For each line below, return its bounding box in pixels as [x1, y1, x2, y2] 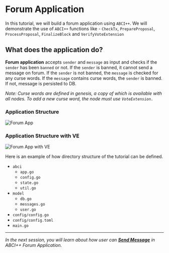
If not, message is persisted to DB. [5, 80, 76, 86]
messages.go [20, 202, 45, 207]
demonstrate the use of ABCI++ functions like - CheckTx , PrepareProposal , [5, 25, 155, 31]
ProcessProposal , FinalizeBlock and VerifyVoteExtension [5, 31, 124, 37]
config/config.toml [12, 218, 54, 223]
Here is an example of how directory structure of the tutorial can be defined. [5, 154, 163, 160]
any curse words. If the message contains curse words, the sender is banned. [5, 75, 162, 81]
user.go [20, 207, 36, 213]
